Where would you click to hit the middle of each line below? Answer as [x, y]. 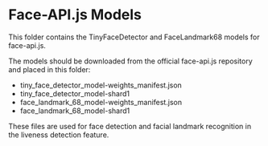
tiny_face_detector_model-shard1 [75, 93]
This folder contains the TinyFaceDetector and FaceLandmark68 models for [134, 37]
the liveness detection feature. [59, 135]
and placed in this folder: [49, 69]
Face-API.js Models [75, 15]
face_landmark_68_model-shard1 [75, 111]
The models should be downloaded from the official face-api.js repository [131, 61]
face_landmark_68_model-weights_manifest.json [101, 102]
